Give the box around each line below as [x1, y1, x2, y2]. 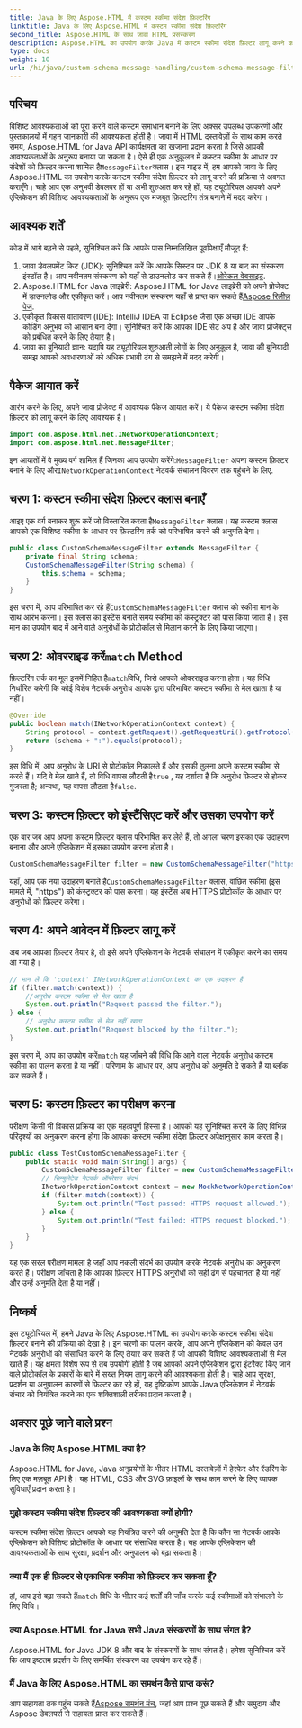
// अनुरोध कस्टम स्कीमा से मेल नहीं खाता [25, 1017, 142, 1026]
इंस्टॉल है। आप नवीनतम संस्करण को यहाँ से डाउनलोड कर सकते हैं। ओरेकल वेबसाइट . [22, 270, 267, 281]
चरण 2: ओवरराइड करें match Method [9, 649, 182, 664]
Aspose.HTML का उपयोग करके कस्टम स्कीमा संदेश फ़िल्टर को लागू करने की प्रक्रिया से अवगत [9, 171, 286, 182]
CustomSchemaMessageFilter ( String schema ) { [25, 560, 195, 569]
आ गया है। [9, 957, 41, 968]
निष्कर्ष [9, 1304, 37, 1320]
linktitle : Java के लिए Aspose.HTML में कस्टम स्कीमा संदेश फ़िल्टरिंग [9, 22, 227, 31]
